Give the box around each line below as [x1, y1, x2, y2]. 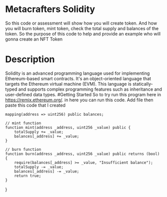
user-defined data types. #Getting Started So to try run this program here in [5, 91, 161, 97]
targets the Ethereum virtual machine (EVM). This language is [5, 81, 131, 87]
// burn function [5, 147, 41, 152]
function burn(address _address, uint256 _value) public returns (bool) [5, 151, 160, 156]
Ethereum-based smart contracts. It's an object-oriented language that [5, 75, 151, 81]
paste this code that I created [5, 102, 66, 108]
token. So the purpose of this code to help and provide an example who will [5, 31, 161, 37]
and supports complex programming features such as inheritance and [18, 86, 162, 92]
